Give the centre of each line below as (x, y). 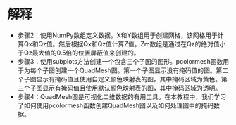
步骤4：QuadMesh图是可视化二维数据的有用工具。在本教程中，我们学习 (122, 96)
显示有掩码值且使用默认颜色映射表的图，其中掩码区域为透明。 (132, 88)
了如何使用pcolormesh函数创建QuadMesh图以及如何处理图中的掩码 (116, 105)
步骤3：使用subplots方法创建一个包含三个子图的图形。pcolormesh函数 (120, 61)
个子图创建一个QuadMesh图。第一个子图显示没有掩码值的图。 (126, 70)
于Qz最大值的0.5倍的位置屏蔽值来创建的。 (79, 53)
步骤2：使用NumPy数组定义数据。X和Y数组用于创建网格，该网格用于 (118, 35)
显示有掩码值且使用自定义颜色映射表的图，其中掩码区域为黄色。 (129, 79)
